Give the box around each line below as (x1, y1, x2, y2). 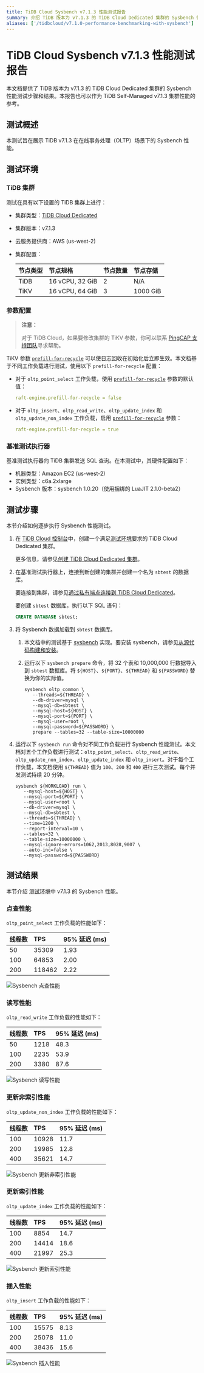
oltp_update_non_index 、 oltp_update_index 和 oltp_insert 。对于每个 (15, 756, 189, 763)
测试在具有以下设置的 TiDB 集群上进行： (6, 198, 107, 206)
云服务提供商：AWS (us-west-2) (15, 237, 96, 245)
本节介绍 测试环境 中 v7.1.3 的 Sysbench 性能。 (6, 888, 121, 895)
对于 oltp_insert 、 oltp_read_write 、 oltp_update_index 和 (15, 406, 162, 414)
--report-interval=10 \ (23, 826, 84, 832)
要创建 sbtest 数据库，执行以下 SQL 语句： (15, 602, 123, 609)
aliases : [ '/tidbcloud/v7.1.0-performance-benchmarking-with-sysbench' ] (6, 20, 194, 26)
